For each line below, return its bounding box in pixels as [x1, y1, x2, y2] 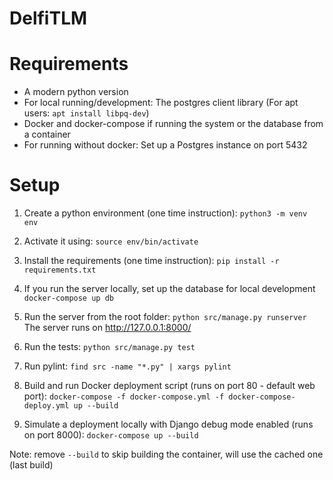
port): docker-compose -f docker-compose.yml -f [23, 390, 225, 402]
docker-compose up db [23, 293, 114, 304]
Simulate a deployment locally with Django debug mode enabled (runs [23, 418, 314, 431]
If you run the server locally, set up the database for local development [23, 283, 316, 295]
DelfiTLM [9, 7, 88, 30]
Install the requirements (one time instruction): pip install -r [23, 255, 280, 267]
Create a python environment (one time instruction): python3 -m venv [23, 207, 308, 219]
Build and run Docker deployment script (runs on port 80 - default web [23, 380, 316, 392]
